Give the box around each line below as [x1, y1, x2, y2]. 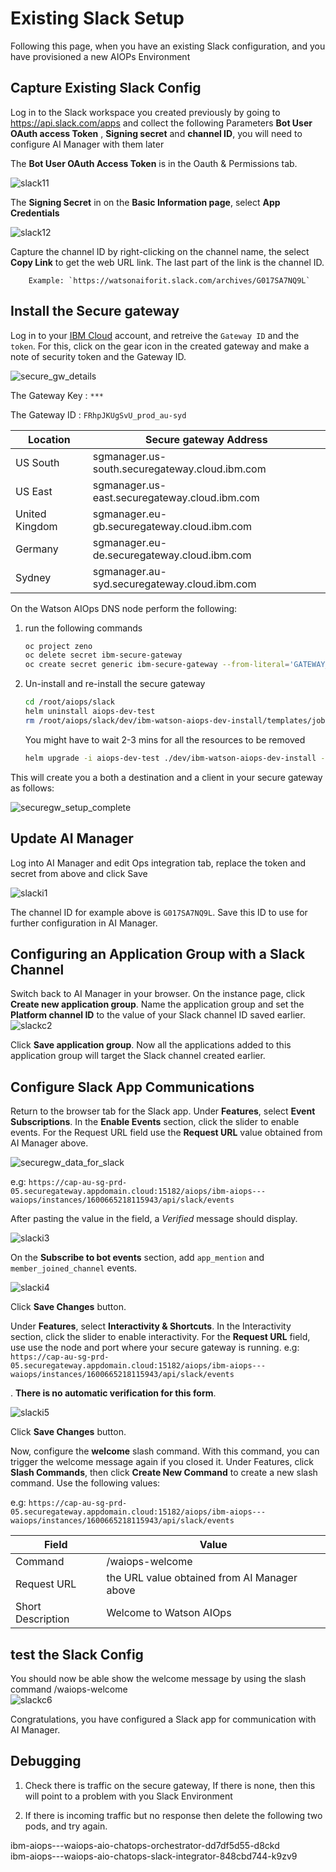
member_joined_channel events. [10, 1262, 138, 1274]
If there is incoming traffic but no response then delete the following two [24, 1809, 323, 1821]
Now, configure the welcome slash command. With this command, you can [10, 1445, 320, 1457]
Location [28, 432, 71, 446]
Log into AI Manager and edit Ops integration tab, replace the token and [10, 857, 307, 869]
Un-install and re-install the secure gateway [24, 678, 206, 690]
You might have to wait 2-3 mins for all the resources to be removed [24, 733, 306, 746]
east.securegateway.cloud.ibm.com [92, 490, 260, 504]
